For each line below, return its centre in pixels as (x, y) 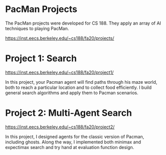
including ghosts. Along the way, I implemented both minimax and (73, 142)
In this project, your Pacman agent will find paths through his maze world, (81, 82)
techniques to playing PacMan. (37, 28)
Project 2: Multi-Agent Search (68, 113)
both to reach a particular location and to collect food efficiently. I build (78, 87)
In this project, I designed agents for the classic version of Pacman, (75, 136)
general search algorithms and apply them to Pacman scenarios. (72, 93)
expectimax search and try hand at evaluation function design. (70, 147)
